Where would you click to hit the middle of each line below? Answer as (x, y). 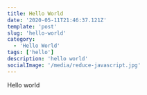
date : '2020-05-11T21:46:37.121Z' (57, 20)
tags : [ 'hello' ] (31, 53)
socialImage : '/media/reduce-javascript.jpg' (74, 65)
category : (21, 40)
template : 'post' (32, 26)
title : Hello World (35, 14)
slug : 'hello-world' (37, 33)
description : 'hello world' (48, 59)
